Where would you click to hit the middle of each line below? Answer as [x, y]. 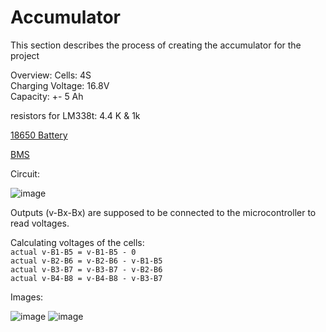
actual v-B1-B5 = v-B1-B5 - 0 [73, 252]
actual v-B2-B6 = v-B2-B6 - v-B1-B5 [86, 261]
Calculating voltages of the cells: [77, 242]
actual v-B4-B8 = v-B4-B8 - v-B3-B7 [86, 278]
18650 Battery [39, 135]
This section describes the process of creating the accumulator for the [156, 45]
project [25, 55]
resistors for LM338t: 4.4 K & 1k [75, 115]
